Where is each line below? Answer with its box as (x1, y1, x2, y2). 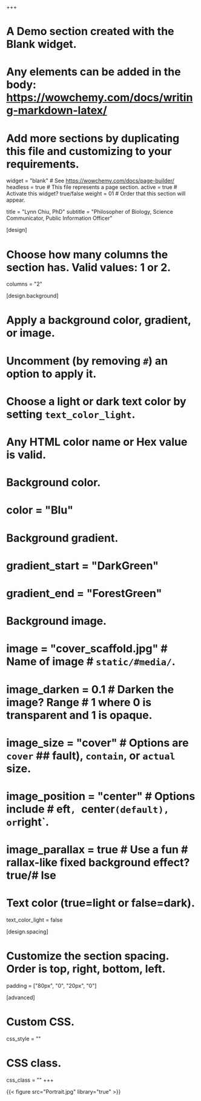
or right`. (6, 815, 50, 828)
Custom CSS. (6, 1015, 74, 1029)
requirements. (6, 157, 80, 171)
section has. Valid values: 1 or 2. (6, 260, 171, 274)
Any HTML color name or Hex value (6, 435, 188, 449)
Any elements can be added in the (6, 65, 181, 79)
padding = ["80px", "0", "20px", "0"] (6, 982, 97, 989)
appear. (6, 196, 25, 203)
